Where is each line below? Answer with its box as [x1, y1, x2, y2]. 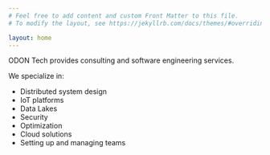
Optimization [19, 121, 63, 131]
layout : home [8, 34, 52, 42]
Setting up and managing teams [19, 138, 126, 148]
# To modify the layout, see [8, 19, 106, 27]
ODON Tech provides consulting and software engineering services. [8, 55, 235, 65]
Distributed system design [19, 87, 107, 96]
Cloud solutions [19, 129, 72, 139]
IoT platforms [19, 96, 64, 105]
